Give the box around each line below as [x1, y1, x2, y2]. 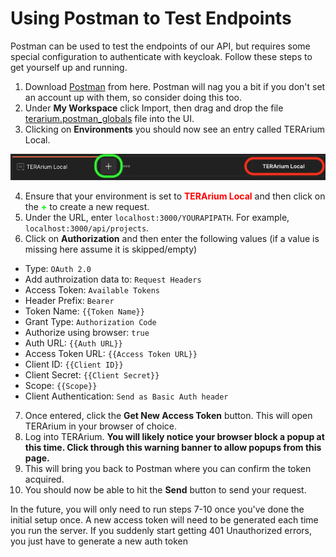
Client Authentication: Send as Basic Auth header [24, 390, 229, 402]
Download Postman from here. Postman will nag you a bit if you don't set [24, 80, 326, 92]
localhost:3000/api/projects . [24, 222, 150, 234]
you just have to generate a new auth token [10, 535, 188, 547]
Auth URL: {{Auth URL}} [24, 337, 123, 349]
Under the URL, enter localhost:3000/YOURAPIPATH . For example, [24, 212, 290, 224]
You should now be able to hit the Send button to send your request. [24, 484, 307, 496]
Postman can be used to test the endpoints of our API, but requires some [10, 40, 311, 52]
